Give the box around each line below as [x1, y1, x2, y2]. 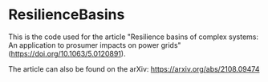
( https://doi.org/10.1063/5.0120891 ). [8, 49, 126, 58]
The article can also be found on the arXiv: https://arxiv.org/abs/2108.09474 [8, 64, 260, 73]
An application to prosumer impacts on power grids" [8, 40, 182, 49]
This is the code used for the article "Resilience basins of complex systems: [8, 32, 259, 41]
